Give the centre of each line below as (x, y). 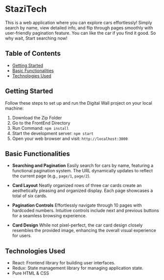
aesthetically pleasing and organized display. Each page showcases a (82, 191)
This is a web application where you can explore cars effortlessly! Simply (79, 23)
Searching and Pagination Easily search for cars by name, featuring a (83, 165)
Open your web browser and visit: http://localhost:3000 (70, 139)
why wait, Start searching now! (36, 38)
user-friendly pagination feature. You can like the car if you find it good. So (81, 33)
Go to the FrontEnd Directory (41, 123)
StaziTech (26, 9)
